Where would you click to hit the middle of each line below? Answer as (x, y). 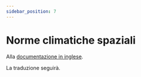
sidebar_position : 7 (31, 11)
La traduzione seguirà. (33, 68)
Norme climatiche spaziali (71, 40)
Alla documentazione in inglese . (45, 57)
